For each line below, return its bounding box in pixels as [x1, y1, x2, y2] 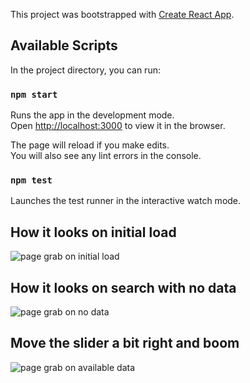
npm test [10, 175, 53, 186]
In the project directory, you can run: [10, 64, 161, 76]
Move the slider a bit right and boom [10, 335, 240, 352]
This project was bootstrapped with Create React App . [10, 9, 235, 20]
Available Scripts [10, 37, 118, 54]
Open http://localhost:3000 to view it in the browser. [10, 120, 226, 132]
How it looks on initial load [10, 224, 177, 241]
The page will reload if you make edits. [10, 139, 170, 151]
